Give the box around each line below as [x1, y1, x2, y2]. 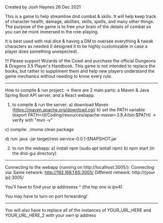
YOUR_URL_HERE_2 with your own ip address [5, 212, 97, 218]
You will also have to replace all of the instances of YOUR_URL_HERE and [5, 208, 151, 213]
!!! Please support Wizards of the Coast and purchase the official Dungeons [5, 58, 156, 63]
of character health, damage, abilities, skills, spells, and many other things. [5, 19, 154, 24]
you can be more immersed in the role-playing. [5, 29, 99, 34]
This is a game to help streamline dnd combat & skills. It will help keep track [5, 14, 156, 19]
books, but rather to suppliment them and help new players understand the [5, 68, 155, 74]
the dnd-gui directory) [12, 150, 57, 156]
